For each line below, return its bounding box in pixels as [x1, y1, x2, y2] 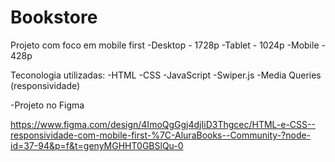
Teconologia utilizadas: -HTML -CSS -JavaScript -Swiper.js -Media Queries [10, 69, 322, 81]
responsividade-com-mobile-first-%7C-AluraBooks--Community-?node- [10, 129, 312, 141]
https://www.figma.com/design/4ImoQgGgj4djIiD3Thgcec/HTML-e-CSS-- [10, 118, 316, 130]
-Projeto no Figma [10, 99, 85, 111]
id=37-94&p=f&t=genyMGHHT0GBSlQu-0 [10, 139, 184, 151]
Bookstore [10, 6, 98, 29]
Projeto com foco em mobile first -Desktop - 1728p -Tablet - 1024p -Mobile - [10, 39, 326, 51]
